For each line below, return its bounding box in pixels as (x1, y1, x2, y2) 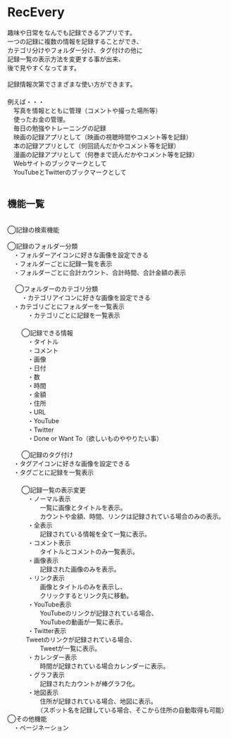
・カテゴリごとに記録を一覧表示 (27, 311, 120, 319)
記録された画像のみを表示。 (39, 565, 120, 573)
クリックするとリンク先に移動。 (39, 591, 132, 599)
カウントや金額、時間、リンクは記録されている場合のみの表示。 (39, 512, 225, 520)
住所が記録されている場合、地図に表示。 (39, 696, 157, 705)
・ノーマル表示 (27, 494, 71, 503)
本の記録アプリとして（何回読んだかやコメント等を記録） (13, 142, 180, 150)
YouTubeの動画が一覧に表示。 (39, 618, 127, 626)
